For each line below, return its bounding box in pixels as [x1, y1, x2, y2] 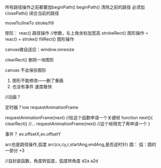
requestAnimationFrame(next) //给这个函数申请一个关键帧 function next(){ [5, 115, 153, 120]
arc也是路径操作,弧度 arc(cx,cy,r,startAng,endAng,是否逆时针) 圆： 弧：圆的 [5, 142, 157, 147]
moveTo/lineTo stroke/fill [5, 20, 54, 26]
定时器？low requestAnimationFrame [5, 104, 79, 110]
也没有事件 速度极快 [12, 84, 52, 89]
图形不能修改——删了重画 [12, 77, 64, 83]
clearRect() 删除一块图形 [5, 57, 54, 62]
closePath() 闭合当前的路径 [5, 10, 59, 16]
